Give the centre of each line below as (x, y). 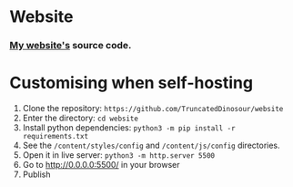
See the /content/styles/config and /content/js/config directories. (151, 145)
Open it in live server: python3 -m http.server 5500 (119, 155)
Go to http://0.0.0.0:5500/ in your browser (101, 165)
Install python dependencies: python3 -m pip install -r (129, 128)
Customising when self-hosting (131, 83)
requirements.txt (56, 137)
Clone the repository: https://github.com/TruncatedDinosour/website (153, 109)
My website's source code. (71, 46)
